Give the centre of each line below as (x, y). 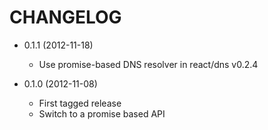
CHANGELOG (65, 17)
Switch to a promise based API (102, 113)
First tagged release (80, 103)
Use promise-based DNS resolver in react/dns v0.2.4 (148, 64)
